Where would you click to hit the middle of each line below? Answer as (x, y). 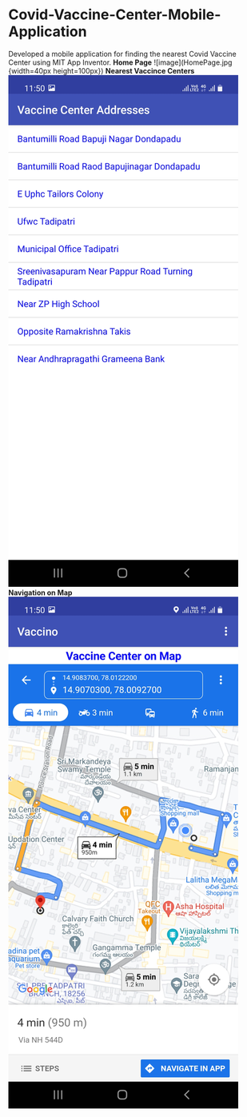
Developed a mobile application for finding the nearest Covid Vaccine (123, 54)
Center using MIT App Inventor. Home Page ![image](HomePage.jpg (120, 62)
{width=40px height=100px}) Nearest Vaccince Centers (102, 70)
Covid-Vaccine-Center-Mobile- (115, 15)
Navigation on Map (40, 592)
